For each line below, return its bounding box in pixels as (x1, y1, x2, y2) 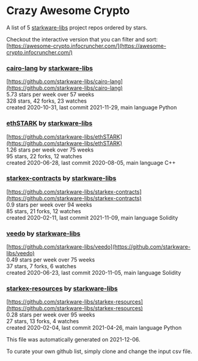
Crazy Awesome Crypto (6, 4, 130, 18)
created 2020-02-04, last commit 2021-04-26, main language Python (6, 324, 182, 332)
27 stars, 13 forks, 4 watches (6, 318, 79, 325)
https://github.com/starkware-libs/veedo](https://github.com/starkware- (8, 243, 191, 250)
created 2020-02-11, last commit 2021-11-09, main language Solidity (6, 214, 178, 221)
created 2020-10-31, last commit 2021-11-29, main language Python (6, 104, 177, 111)
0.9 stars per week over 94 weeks (6, 201, 92, 208)
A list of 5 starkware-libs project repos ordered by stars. (6, 24, 148, 31)
